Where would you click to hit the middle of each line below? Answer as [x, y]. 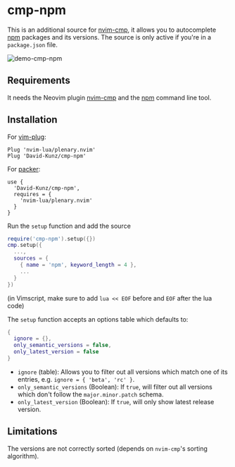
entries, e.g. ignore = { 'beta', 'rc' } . [76, 379]
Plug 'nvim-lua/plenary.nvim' [52, 150]
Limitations [32, 431]
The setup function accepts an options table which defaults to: [98, 319]
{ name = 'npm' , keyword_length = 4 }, [78, 265]
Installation [32, 120]
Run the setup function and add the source [69, 226]
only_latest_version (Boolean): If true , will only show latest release [116, 401]
